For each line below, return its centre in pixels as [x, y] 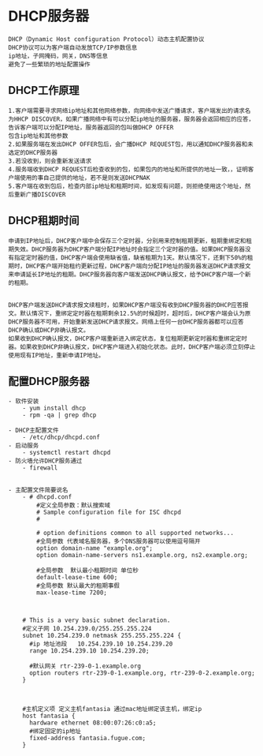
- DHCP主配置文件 [33, 431]
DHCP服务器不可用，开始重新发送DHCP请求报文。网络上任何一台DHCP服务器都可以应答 [126, 322]
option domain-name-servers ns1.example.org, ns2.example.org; [142, 556]
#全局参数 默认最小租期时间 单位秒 [88, 571]
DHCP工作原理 [44, 90]
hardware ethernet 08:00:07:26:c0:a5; [93, 723]
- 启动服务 [24, 446]
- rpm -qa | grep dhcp [59, 415]
